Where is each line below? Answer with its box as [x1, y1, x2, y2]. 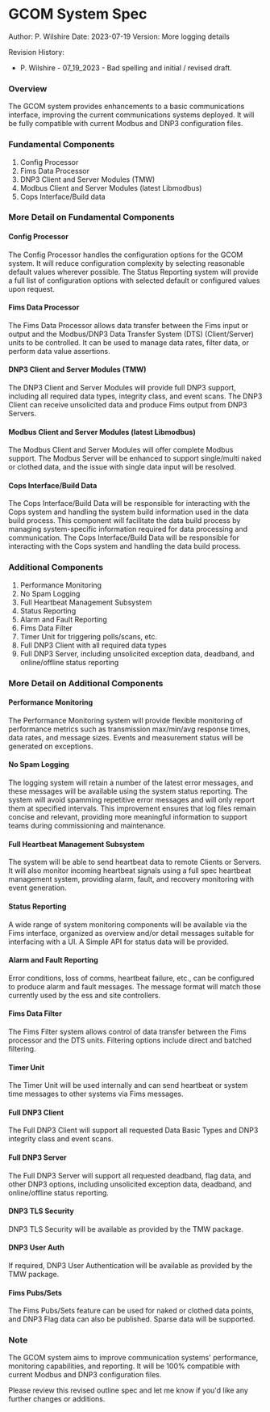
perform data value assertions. [8, 346, 110, 356]
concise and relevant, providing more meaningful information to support [8, 812, 247, 822]
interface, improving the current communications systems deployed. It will [8, 110, 255, 120]
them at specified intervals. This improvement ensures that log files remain [8, 803, 256, 813]
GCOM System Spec [8, 5, 147, 23]
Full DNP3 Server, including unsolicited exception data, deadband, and [19, 648, 255, 659]
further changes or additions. [8, 1394, 106, 1404]
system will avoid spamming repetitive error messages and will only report [8, 795, 255, 805]
